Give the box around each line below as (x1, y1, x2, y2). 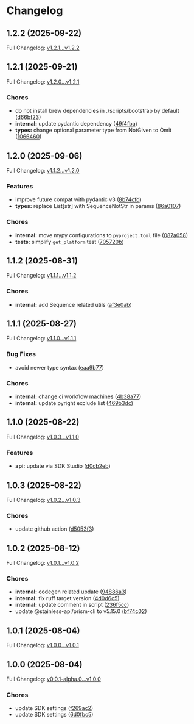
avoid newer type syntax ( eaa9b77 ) (15, 364, 105, 371)
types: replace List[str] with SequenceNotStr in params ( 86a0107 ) (15, 203, 181, 210)
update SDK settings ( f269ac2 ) (15, 704, 94, 712)
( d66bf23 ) (15, 113, 41, 121)
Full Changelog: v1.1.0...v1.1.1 (6, 335, 77, 342)
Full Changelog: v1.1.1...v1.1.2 (6, 272, 77, 279)
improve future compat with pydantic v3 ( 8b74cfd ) (15, 196, 142, 203)
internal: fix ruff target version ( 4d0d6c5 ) (15, 595, 120, 602)
